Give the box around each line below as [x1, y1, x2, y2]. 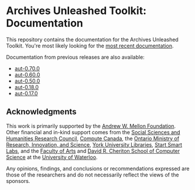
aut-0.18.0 [14, 83, 39, 90]
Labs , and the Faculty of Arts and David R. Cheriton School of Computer [6, 147, 180, 154]
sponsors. [6, 177, 30, 184]
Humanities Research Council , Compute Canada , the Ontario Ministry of [6, 135, 180, 142]
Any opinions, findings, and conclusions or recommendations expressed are [6, 165, 190, 172]
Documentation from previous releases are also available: [6, 53, 145, 60]
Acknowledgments [6, 107, 77, 117]
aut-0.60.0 [14, 71, 40, 78]
